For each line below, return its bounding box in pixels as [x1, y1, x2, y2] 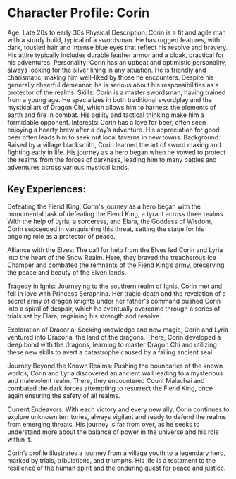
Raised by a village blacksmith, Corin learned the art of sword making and [7, 140, 222, 149]
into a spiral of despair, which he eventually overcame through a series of [7, 304, 221, 313]
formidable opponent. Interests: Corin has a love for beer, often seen [7, 118, 206, 126]
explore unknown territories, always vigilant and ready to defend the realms [7, 412, 227, 421]
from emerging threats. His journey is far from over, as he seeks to [7, 420, 200, 428]
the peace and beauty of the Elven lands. [7, 268, 127, 276]
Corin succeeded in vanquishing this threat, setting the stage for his [7, 224, 204, 233]
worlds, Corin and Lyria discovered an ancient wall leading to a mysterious [7, 368, 223, 378]
